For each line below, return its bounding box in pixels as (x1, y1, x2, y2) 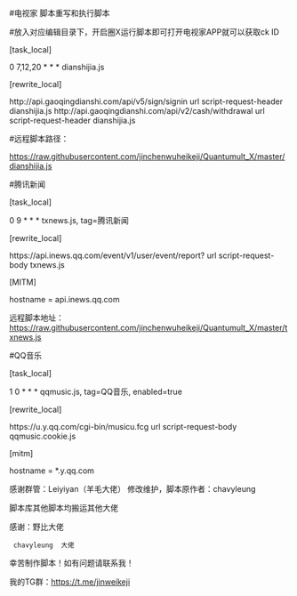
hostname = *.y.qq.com (9, 465, 95, 476)
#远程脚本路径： (9, 133, 69, 144)
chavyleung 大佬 (12, 541, 75, 550)
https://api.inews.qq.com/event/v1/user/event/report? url (9, 250, 217, 261)
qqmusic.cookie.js (9, 431, 76, 441)
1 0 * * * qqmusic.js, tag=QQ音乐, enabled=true (9, 386, 182, 397)
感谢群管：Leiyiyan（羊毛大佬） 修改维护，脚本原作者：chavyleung (9, 484, 256, 494)
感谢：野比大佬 (9, 521, 64, 532)
